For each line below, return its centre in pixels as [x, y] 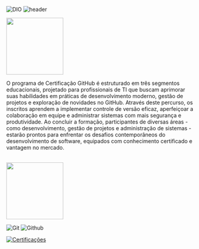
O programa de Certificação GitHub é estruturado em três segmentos [93, 83]
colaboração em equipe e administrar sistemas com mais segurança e [94, 115]
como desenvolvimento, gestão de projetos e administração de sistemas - [99, 128]
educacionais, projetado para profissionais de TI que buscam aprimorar [96, 90]
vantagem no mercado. [35, 148]
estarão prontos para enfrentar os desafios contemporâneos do [86, 134]
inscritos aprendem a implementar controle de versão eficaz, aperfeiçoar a [100, 109]
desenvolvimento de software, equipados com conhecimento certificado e [99, 141]
